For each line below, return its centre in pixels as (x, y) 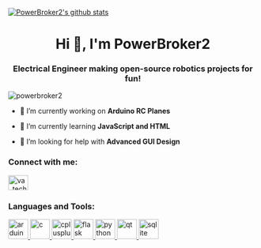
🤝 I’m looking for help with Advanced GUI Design (100, 141)
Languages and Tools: (51, 206)
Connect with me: (43, 162)
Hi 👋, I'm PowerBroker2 (133, 44)
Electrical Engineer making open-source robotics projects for (133, 69)
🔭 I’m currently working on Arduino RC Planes (95, 111)
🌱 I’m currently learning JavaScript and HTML (95, 126)
